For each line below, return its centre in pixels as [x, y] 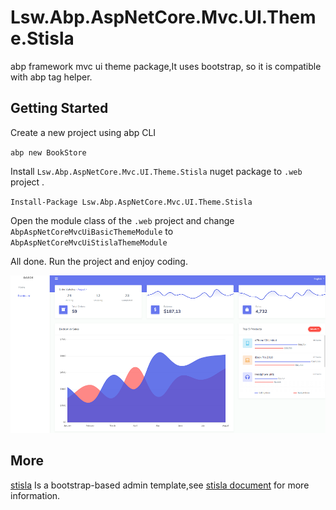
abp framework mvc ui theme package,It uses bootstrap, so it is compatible [166, 66]
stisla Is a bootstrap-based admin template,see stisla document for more [160, 485]
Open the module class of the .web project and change [122, 220]
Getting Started [59, 108]
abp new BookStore [48, 152]
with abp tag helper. [51, 77]
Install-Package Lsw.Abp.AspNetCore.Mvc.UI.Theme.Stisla [131, 202]
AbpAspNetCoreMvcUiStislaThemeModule [89, 242]
